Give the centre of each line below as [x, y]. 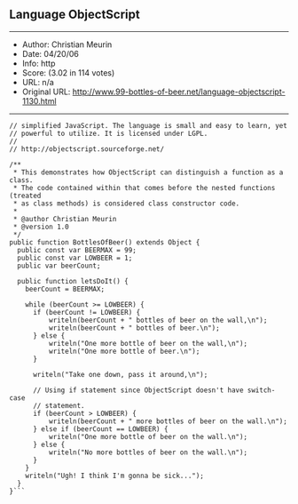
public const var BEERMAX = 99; [77, 250]
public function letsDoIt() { [73, 281]
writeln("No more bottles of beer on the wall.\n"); [148, 452]
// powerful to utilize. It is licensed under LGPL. [109, 133]
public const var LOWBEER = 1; [75, 258]
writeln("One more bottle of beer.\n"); [124, 351]
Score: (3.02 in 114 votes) [68, 72]
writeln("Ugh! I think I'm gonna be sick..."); [114, 476]
